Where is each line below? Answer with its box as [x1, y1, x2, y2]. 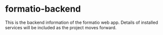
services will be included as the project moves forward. [5, 24, 116, 30]
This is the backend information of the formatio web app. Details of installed [5, 19, 158, 25]
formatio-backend [5, 3, 81, 15]
